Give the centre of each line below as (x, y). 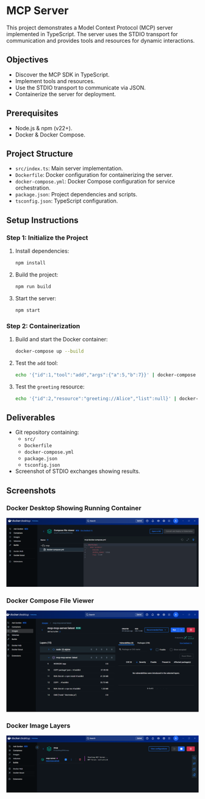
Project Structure (40, 154)
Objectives (27, 60)
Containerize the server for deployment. (65, 94)
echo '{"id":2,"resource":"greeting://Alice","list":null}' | (96, 398)
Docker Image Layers (38, 726)
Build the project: (37, 274)
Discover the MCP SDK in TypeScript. (62, 75)
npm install (30, 263)
